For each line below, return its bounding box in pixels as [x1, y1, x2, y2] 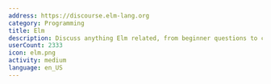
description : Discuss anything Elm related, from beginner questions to [8, 34, 258, 42]
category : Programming [8, 19, 85, 27]
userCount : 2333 [8, 42, 63, 50]
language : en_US [8, 64, 63, 72]
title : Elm [8, 26, 45, 34]
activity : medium [8, 57, 67, 65]
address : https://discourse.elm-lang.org [8, 11, 150, 20]
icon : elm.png [8, 49, 56, 57]
